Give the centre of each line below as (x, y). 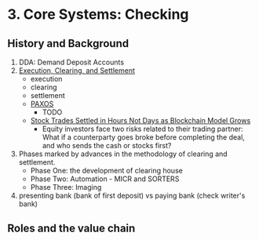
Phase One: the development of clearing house (107, 171)
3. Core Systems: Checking (98, 15)
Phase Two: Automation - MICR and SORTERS (105, 179)
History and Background (68, 44)
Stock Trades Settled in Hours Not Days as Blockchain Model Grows (140, 120)
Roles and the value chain (71, 229)
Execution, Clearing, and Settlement (77, 71)
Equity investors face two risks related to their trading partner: (142, 129)
